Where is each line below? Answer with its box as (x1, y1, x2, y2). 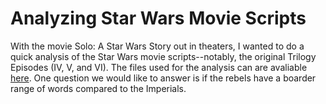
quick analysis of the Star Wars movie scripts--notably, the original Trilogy (10, 50, 317, 62)
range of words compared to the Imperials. (10, 82, 187, 94)
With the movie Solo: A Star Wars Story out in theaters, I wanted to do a (10, 40, 305, 52)
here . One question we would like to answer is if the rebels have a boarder (10, 72, 317, 84)
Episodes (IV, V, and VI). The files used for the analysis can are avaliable (10, 61, 308, 73)
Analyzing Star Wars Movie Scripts (10, 7, 307, 30)
